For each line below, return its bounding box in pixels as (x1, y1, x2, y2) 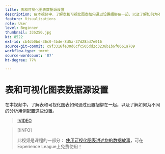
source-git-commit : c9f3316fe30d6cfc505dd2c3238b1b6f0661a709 (5, 44, 135, 49)
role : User (5, 21, 27, 26)
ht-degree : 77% (5, 58, 36, 62)
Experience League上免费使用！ (17, 144, 82, 150)
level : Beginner (5, 26, 38, 31)
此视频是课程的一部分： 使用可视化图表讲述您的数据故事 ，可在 (17, 137, 143, 143)
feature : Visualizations (5, 16, 56, 21)
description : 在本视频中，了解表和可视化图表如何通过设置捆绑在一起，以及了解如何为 (5, 12, 158, 17)
